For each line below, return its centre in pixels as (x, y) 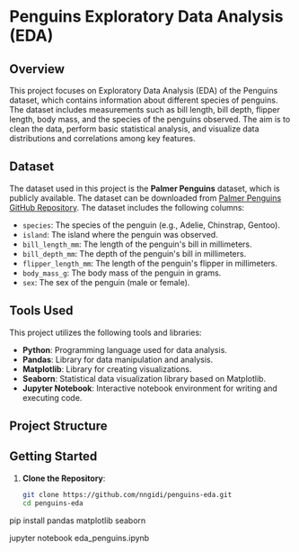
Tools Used (41, 311)
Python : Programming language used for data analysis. (124, 349)
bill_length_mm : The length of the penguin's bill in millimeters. (137, 244)
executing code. (52, 397)
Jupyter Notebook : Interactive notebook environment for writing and (150, 388)
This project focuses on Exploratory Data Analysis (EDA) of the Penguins (144, 90)
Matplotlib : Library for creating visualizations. (107, 369)
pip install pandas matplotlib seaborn (78, 520)
